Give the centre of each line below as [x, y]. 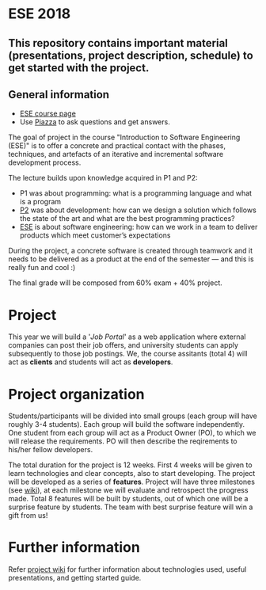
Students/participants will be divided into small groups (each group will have [133, 416]
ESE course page [48, 114]
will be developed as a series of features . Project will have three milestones [132, 482]
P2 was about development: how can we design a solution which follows [138, 210]
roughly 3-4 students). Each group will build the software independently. [127, 424]
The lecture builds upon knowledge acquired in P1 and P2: [103, 178]
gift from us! [28, 516]
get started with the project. [79, 68]
